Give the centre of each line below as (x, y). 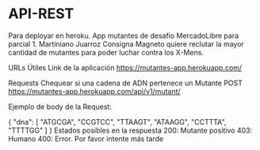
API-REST (41, 14)
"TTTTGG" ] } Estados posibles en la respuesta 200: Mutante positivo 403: (130, 130)
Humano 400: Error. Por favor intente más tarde (86, 138)
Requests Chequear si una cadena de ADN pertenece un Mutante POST (126, 83)
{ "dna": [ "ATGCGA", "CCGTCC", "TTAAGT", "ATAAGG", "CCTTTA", (117, 122)
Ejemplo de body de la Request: (60, 107)
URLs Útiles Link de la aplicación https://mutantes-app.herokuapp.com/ (125, 67)
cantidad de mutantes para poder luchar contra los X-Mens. (106, 52)
